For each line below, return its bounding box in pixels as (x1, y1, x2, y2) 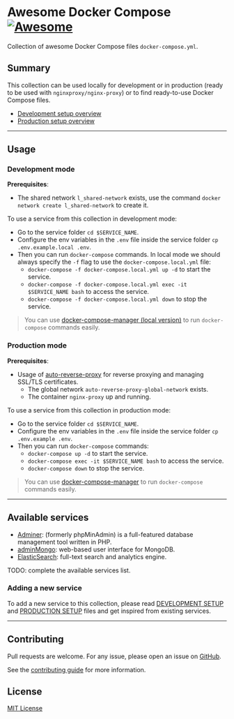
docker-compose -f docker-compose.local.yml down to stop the (27, 295, 208, 304)
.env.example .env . (17, 434, 73, 443)
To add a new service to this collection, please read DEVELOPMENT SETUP (7, 599, 224, 607)
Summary (7, 62, 51, 74)
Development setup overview (17, 109, 102, 117)
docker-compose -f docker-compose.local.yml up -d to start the (27, 265, 211, 274)
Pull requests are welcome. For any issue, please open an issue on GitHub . (7, 652, 221, 660)
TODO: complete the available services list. (7, 566, 131, 575)
